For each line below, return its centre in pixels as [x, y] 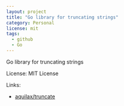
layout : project [26, 12]
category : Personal [30, 23]
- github [22, 39]
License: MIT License [32, 73]
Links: [13, 85]
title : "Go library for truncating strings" [62, 17]
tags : [13, 34]
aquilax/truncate [35, 96]
